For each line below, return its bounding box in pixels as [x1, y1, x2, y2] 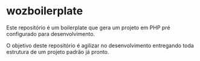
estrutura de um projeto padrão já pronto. [6, 48, 110, 55]
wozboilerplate [6, 4, 83, 18]
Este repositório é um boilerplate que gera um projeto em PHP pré [6, 24, 170, 31]
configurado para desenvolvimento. [6, 30, 95, 37]
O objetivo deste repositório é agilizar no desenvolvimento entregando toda [6, 42, 195, 49]
